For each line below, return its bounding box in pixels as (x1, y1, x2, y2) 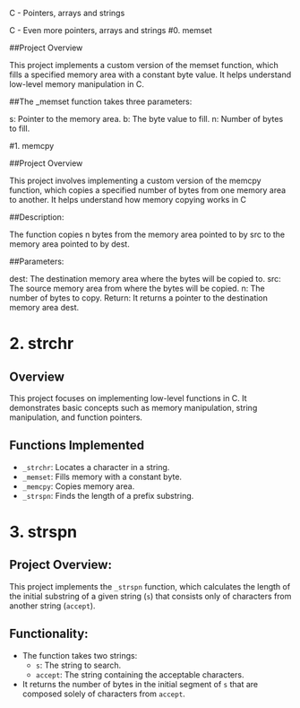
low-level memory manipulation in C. (9, 79, 145, 89)
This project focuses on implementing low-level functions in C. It (9, 393, 248, 403)
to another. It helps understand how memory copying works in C (9, 195, 247, 205)
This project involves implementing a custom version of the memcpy (9, 175, 261, 186)
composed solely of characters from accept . (21, 688, 185, 699)
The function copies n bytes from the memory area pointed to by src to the (9, 229, 286, 240)
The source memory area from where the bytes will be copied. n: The (9, 283, 266, 293)
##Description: (9, 212, 64, 223)
